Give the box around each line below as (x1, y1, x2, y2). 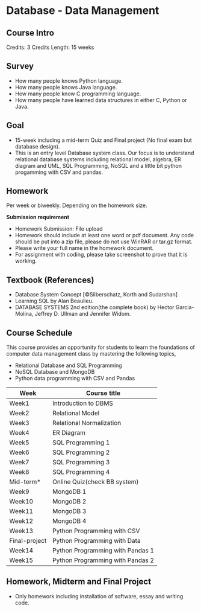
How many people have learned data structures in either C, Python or (14, 96, 188, 103)
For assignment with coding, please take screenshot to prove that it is (14, 251, 188, 258)
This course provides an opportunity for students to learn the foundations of (6, 344, 196, 351)
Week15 (9, 556, 34, 565)
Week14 (9, 546, 34, 555)
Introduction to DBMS (52, 399, 113, 408)
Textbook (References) (6, 275, 94, 285)
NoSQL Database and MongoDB (14, 368, 95, 376)
